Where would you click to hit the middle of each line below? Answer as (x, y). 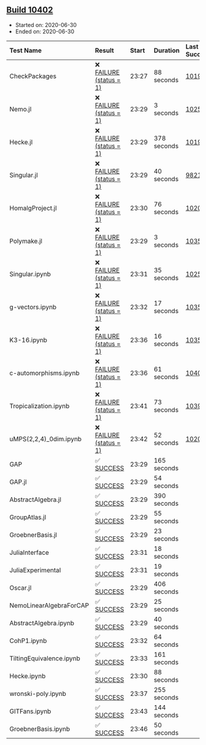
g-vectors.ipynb (33, 307)
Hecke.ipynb (28, 676)
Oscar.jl (21, 587)
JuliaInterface (29, 552)
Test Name (25, 50)
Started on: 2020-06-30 (46, 25)
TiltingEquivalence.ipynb (45, 658)
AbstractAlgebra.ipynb (42, 623)
